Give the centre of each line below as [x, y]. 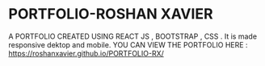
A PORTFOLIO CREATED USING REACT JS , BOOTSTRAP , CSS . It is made [132, 36]
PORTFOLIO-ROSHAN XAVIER [111, 14]
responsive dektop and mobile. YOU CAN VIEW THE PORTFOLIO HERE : [128, 44]
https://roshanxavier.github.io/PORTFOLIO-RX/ [86, 53]
